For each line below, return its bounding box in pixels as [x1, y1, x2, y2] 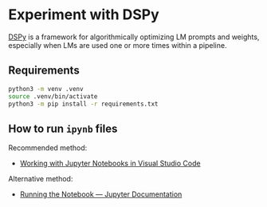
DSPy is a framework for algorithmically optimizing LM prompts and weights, [8, 32, 260, 42]
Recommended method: [8, 143, 88, 153]
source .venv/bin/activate [8, 92, 98, 101]
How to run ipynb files [8, 121, 118, 135]
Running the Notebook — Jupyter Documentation [19, 189, 183, 199]
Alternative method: [8, 174, 73, 184]
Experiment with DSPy [8, 6, 159, 24]
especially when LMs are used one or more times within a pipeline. [8, 40, 227, 50]
